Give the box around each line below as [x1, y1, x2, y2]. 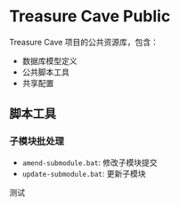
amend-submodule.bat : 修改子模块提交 [21, 157, 158, 168]
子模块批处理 [9, 135, 65, 147]
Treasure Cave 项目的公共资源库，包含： [9, 36, 159, 47]
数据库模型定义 [21, 55, 77, 66]
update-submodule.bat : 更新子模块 [21, 168, 146, 178]
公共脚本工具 [21, 67, 69, 77]
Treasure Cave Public [9, 6, 171, 27]
